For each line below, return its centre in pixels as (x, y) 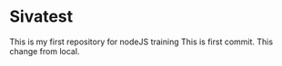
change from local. (45, 51)
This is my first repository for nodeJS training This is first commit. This (141, 42)
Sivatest (41, 17)
